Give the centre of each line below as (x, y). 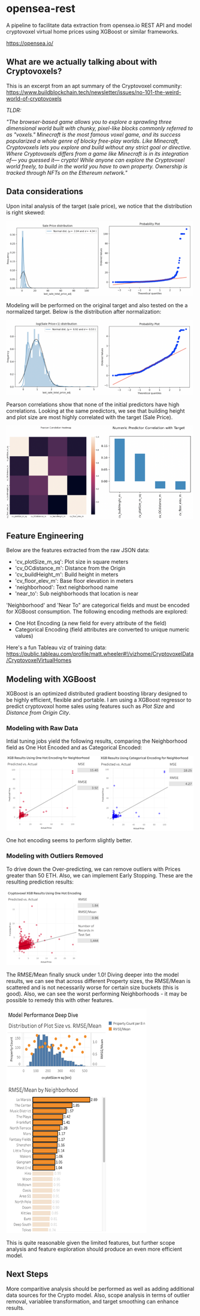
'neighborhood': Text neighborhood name (66, 587)
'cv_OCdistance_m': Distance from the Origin (70, 568)
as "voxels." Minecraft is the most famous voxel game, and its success (93, 134)
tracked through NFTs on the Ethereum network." (67, 173)
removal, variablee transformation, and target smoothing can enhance (93, 1301)
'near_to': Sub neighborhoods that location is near (77, 594)
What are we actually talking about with (82, 62)
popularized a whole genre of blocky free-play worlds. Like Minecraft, (93, 141)
